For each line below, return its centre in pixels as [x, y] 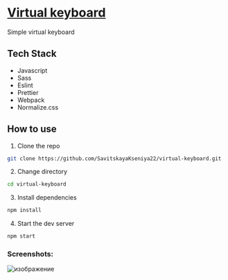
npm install [24, 210]
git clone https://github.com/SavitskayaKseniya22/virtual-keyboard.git [114, 158]
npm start [21, 236]
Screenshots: [30, 254]
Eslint [25, 85]
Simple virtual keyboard [41, 32]
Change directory [42, 172]
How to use [32, 129]
